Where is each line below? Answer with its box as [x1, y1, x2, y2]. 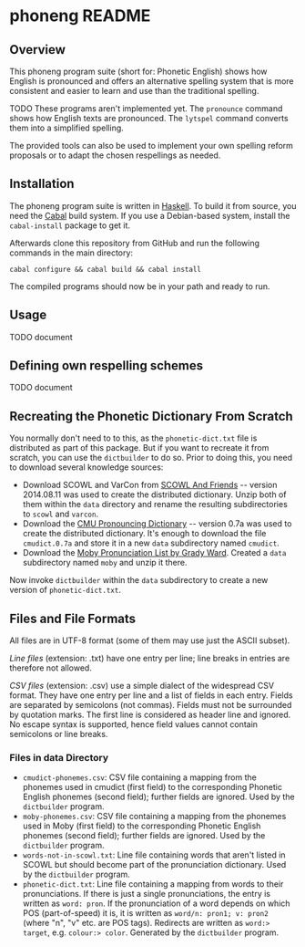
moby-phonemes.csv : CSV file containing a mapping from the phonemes [22, 811, 287, 822]
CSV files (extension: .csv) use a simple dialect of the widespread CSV [9, 681, 275, 692]
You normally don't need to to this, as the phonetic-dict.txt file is [9, 432, 258, 443]
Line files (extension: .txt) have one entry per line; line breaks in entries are [9, 653, 290, 664]
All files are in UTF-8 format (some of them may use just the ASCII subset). [9, 635, 290, 646]
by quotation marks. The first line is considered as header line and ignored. [9, 709, 291, 721]
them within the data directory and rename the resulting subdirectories [22, 499, 289, 510]
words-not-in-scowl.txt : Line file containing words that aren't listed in [22, 849, 286, 860]
